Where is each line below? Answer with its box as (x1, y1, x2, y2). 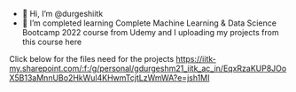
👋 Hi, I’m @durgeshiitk (21, 9, 104, 19)
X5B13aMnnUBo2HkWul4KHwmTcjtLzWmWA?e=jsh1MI (9, 73, 210, 83)
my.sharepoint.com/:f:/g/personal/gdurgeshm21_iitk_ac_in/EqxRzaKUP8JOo (9, 63, 287, 73)
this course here (21, 36, 82, 47)
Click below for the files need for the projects (9, 54, 175, 64)
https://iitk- (175, 54, 217, 64)
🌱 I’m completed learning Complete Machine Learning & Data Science (21, 18, 277, 28)
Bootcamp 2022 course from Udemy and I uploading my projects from (21, 27, 279, 37)
